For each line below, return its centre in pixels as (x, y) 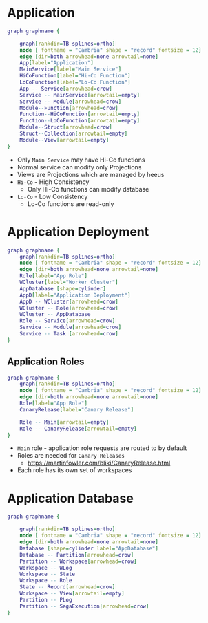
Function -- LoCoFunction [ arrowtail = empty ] (80, 121)
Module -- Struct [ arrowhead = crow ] (66, 127)
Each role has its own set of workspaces (74, 470)
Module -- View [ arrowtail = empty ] (64, 140)
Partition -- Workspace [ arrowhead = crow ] (78, 561)
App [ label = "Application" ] (57, 63)
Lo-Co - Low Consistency (52, 196)
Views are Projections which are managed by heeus (91, 174)
